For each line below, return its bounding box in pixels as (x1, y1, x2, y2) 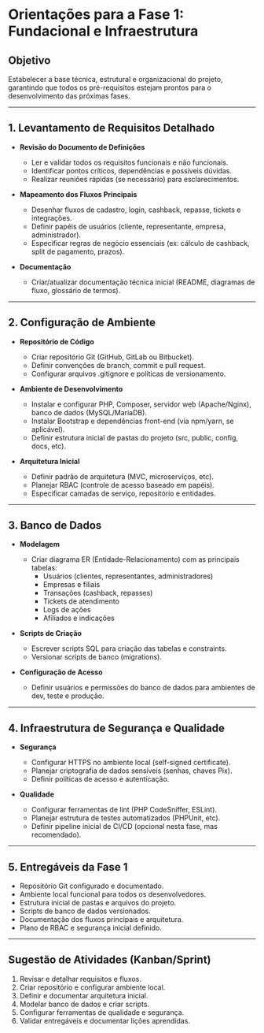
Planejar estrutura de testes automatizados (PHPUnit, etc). (31, 813, 221, 823)
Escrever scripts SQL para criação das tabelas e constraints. (31, 644, 227, 653)
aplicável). (31, 424, 65, 434)
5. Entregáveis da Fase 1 (8, 860, 128, 874)
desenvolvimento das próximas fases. (8, 91, 131, 100)
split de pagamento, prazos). (31, 247, 125, 256)
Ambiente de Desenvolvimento (19, 384, 123, 393)
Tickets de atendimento (42, 596, 120, 606)
